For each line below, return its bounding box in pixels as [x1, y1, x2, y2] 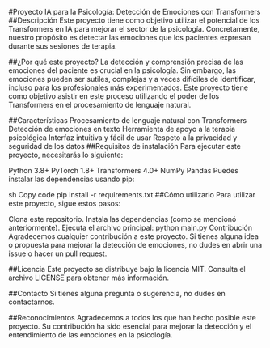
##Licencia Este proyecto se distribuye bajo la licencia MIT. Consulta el [8, 265, 247, 274]
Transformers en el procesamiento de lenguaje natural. [8, 100, 192, 109]
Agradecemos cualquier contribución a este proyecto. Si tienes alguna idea [8, 231, 259, 241]
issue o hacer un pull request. [8, 248, 108, 258]
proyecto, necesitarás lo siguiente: [8, 150, 124, 159]
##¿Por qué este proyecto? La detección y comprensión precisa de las [8, 57, 244, 66]
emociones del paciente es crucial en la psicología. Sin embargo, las [8, 66, 237, 75]
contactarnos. [8, 297, 55, 307]
